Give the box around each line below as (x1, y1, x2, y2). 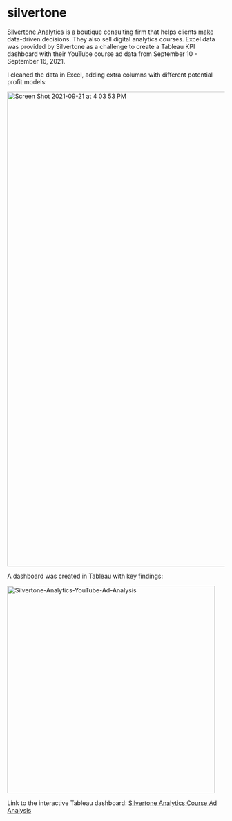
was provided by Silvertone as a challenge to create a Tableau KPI (7, 42, 195, 50)
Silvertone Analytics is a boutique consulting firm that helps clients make (7, 28, 214, 36)
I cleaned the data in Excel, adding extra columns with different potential (7, 70, 213, 79)
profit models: (7, 77, 47, 86)
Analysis (7, 806, 32, 814)
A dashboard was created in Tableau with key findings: (7, 572, 164, 580)
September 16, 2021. (7, 57, 66, 65)
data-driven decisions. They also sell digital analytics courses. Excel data (7, 35, 215, 43)
